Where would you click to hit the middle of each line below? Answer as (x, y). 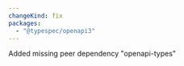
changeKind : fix (36, 16)
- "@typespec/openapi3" (55, 31)
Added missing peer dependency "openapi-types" (92, 54)
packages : (25, 23)
